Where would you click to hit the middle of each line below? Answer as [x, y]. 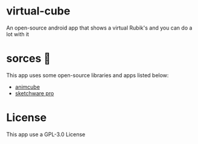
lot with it [18, 34]
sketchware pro [34, 93]
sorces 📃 [29, 59]
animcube [27, 87]
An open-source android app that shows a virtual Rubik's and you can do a [99, 28]
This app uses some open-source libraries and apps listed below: [88, 75]
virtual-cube [38, 11]
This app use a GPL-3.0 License [46, 134]
